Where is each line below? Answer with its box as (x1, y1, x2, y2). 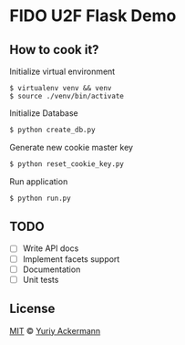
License (9, 301, 56, 317)
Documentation (22, 264, 81, 275)
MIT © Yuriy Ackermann (9, 325, 101, 336)
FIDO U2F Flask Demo (9, 5, 177, 26)
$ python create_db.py (9, 125, 96, 134)
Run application (9, 175, 68, 187)
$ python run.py (9, 193, 71, 203)
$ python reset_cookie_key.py (9, 159, 125, 169)
